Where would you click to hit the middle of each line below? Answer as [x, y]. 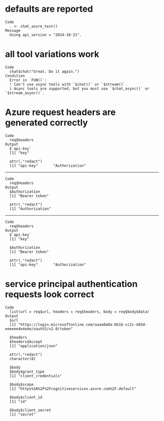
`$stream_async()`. [25, 93]
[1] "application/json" [33, 346]
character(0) [23, 359]
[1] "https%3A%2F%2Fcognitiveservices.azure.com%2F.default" [73, 389]
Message [13, 30]
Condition [15, 76]
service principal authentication [71, 284]
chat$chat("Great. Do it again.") [44, 71]
